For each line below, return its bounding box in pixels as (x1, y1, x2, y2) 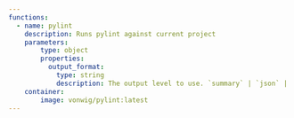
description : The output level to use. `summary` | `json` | (55, 79, 289, 88)
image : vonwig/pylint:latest (40, 95, 149, 105)
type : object (40, 46, 89, 55)
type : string (55, 71, 104, 80)
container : (24, 87, 65, 96)
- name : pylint (16, 21, 73, 30)
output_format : (47, 63, 104, 72)
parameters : (24, 37, 69, 47)
